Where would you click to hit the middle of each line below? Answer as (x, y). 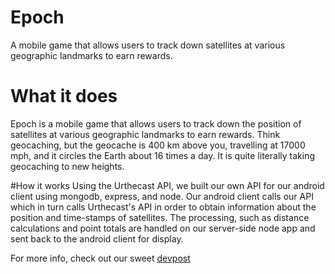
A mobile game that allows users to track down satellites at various (148, 45)
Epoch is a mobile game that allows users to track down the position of (156, 123)
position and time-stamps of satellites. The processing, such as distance (160, 217)
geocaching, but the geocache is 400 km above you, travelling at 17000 (158, 145)
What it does (64, 96)
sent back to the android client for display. (97, 238)
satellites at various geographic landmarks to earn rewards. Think (145, 134)
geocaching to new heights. (67, 166)
